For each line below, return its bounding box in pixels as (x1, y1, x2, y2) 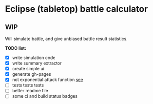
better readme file (12, 88, 49, 94)
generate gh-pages (12, 71, 51, 77)
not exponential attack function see (12, 77, 83, 83)
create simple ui (12, 66, 45, 72)
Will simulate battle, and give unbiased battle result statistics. (5, 36, 128, 42)
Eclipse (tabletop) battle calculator (5, 3, 148, 15)
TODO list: (5, 45, 27, 51)
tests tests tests (12, 82, 44, 88)
